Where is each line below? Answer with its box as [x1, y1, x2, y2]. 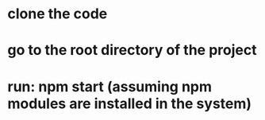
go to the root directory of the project [7, 41, 257, 60]
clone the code [7, 5, 108, 23]
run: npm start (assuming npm [7, 77, 212, 95]
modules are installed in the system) [7, 95, 252, 112]
